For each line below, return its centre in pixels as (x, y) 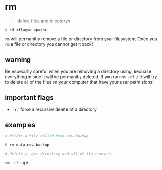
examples (20, 125)
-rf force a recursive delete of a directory (54, 109)
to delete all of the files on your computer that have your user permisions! (79, 82)
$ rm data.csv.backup (27, 145)
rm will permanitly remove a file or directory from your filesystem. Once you (81, 39)
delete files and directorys (43, 21)
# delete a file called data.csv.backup (47, 136)
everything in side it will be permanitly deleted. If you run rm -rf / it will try (81, 77)
